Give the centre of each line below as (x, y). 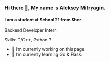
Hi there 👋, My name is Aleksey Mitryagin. (55, 8)
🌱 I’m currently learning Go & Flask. (47, 54)
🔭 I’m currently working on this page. (48, 49)
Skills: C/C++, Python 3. (29, 40)
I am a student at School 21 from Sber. (44, 20)
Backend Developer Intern (31, 30)
